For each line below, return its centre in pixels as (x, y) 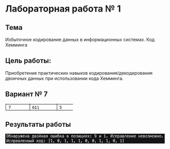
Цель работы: (28, 61)
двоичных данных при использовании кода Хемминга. (65, 78)
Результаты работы (38, 125)
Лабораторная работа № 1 (63, 9)
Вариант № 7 (27, 94)
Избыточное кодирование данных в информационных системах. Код (80, 39)
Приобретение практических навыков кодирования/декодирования (79, 73)
